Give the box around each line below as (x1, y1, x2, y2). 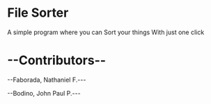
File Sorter (7, 5, 69, 21)
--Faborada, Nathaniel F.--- (7, 75, 86, 84)
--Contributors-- (7, 52, 107, 68)
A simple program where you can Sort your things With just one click (7, 28, 205, 36)
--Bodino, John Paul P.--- (7, 89, 81, 97)
